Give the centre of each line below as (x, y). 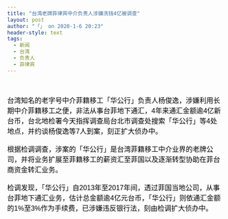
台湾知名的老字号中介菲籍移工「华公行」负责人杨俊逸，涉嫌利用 (111, 101)
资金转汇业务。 (38, 170)
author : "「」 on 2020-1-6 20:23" (56, 26)
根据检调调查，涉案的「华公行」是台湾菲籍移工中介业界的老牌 (107, 149)
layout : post (26, 20)
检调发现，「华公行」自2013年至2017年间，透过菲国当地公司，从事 (114, 188)
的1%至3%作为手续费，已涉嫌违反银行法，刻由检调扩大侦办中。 (110, 208)
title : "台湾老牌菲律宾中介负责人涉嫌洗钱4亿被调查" (74, 13)
